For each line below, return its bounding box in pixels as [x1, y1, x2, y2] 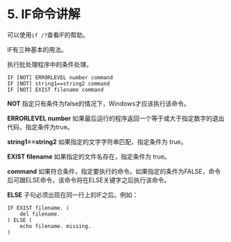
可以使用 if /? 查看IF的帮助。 [7, 31, 89, 39]
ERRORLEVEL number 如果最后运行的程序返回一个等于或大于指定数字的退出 [7, 114, 225, 122]
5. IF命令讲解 [7, 6, 81, 22]
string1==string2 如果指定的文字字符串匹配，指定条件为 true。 [7, 137, 187, 146]
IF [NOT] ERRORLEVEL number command [7, 74, 113, 81]
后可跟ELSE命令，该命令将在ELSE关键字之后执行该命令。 [7, 175, 171, 184]
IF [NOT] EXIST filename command [7, 86, 104, 93]
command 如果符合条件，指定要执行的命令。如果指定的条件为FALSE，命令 [7, 167, 221, 175]
